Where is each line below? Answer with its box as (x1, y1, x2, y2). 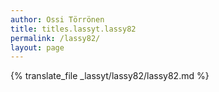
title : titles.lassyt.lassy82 (10, 24, 137, 34)
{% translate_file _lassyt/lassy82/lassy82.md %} (10, 70, 210, 82)
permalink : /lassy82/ (10, 33, 101, 43)
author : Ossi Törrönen (10, 14, 105, 25)
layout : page (10, 42, 65, 53)
